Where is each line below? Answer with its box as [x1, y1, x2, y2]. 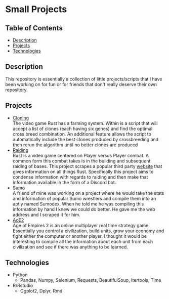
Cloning [12, 115, 29, 121]
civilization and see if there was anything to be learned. [12, 244, 128, 250]
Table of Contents [5, 24, 63, 32]
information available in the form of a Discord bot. [12, 179, 116, 185]
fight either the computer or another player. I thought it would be [12, 233, 147, 239]
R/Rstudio [12, 282, 33, 289]
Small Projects [5, 4, 67, 15]
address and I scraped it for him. [12, 211, 81, 218]
